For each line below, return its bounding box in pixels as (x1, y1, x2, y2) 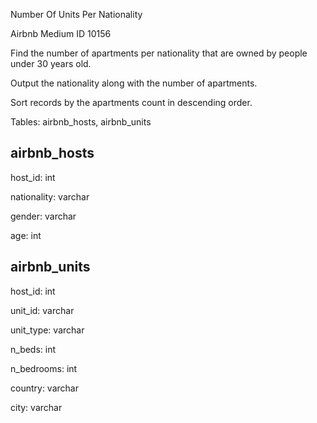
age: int (10, 229, 42, 241)
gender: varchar (10, 210, 77, 222)
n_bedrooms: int (10, 362, 78, 374)
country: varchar (10, 382, 79, 394)
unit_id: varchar (10, 304, 75, 316)
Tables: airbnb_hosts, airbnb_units (10, 116, 152, 128)
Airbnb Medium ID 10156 (10, 28, 112, 39)
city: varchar (10, 401, 63, 413)
